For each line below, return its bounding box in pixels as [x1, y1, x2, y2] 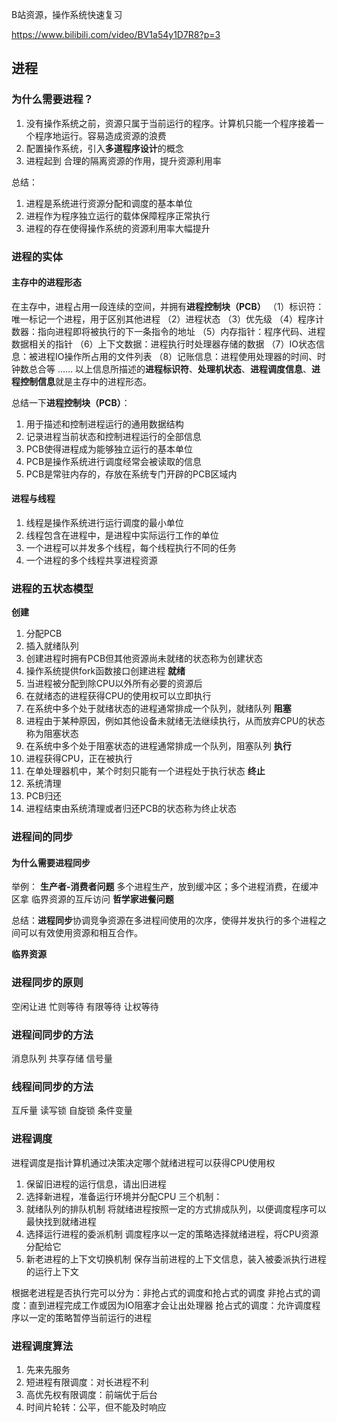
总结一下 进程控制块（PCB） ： [11, 396, 131, 408]
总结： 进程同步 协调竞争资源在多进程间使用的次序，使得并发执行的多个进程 [11, 914, 318, 927]
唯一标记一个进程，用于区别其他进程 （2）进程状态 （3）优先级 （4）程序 [11, 313, 316, 325]
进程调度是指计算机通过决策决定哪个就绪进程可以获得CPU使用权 [11, 1156, 276, 1168]
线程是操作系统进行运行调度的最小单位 [25, 517, 184, 529]
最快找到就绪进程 [25, 1215, 97, 1227]
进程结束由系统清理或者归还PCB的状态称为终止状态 [25, 803, 238, 815]
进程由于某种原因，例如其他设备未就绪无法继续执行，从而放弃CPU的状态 [25, 715, 326, 727]
